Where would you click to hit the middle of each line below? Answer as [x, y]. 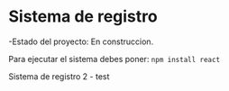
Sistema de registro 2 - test [59, 76]
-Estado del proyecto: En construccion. [81, 41]
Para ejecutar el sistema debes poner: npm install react [114, 59]
